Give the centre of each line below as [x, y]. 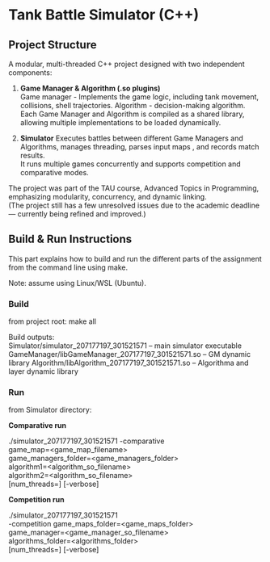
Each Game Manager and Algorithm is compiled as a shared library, [132, 114]
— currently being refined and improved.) [78, 214]
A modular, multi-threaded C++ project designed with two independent [127, 64]
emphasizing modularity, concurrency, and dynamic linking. [108, 197]
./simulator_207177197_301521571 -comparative [86, 441]
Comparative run [38, 426]
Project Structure [53, 45]
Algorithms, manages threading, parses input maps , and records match [140, 147]
